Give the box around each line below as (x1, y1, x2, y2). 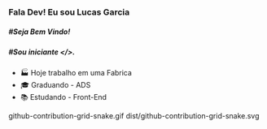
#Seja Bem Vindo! (8, 27, 71, 37)
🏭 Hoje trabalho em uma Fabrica (20, 68, 133, 78)
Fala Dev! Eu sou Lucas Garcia (8, 6, 130, 18)
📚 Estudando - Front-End (20, 92, 107, 102)
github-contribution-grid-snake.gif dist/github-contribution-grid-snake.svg (8, 111, 260, 121)
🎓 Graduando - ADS (20, 80, 91, 90)
